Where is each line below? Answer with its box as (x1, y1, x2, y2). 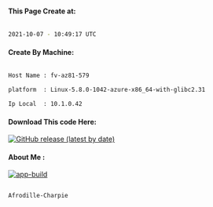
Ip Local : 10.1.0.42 (8, 100, 83, 108)
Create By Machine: (8, 47, 75, 56)
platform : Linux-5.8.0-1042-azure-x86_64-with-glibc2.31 (8, 86, 206, 94)
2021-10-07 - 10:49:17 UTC (8, 31, 97, 38)
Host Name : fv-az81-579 (8, 71, 90, 80)
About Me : (8, 152, 46, 162)
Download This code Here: (8, 117, 97, 126)
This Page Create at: (8, 6, 76, 16)
